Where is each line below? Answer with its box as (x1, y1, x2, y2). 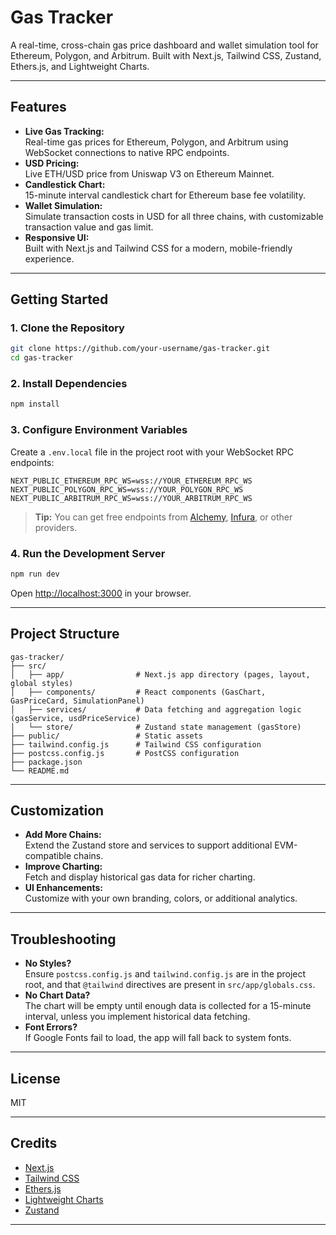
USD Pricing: (24, 157, 80, 169)
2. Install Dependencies (10, 377, 128, 391)
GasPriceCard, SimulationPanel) (10, 696, 145, 706)
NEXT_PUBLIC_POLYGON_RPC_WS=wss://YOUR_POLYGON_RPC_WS (10, 484, 244, 495)
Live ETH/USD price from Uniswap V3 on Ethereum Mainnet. (24, 167, 275, 180)
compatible (24, 850, 72, 862)
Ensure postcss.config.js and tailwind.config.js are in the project (24, 968, 307, 980)
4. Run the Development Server (10, 546, 166, 560)
